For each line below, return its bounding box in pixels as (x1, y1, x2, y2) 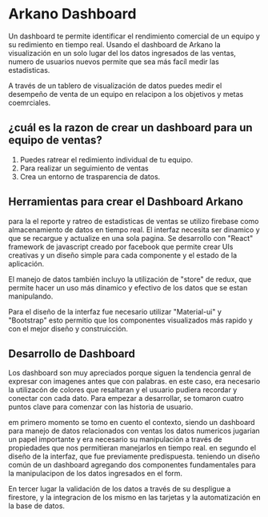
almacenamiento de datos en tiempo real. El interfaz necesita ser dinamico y (8, 225, 260, 234)
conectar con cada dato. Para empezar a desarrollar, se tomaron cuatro (8, 394, 244, 403)
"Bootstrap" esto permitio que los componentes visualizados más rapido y (8, 315, 254, 325)
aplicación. (8, 258, 45, 268)
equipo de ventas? (8, 134, 102, 147)
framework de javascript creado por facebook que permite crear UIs (8, 242, 234, 251)
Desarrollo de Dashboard (8, 347, 136, 360)
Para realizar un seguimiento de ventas (19, 163, 150, 173)
